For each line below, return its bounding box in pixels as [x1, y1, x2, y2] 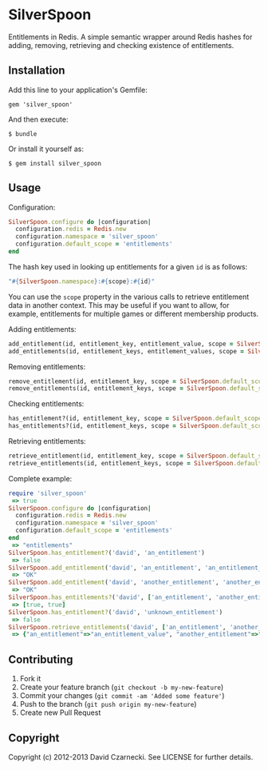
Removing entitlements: [8, 361, 86, 371]
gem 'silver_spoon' [8, 100, 73, 109]
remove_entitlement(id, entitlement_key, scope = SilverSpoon [8, 377, 219, 385]
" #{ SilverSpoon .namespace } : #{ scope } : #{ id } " [8, 277, 156, 285]
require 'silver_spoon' [8, 489, 88, 497]
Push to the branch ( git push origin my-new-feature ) [19, 700, 197, 709]
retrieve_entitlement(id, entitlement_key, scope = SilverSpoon [8, 452, 227, 461]
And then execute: [8, 114, 69, 124]
